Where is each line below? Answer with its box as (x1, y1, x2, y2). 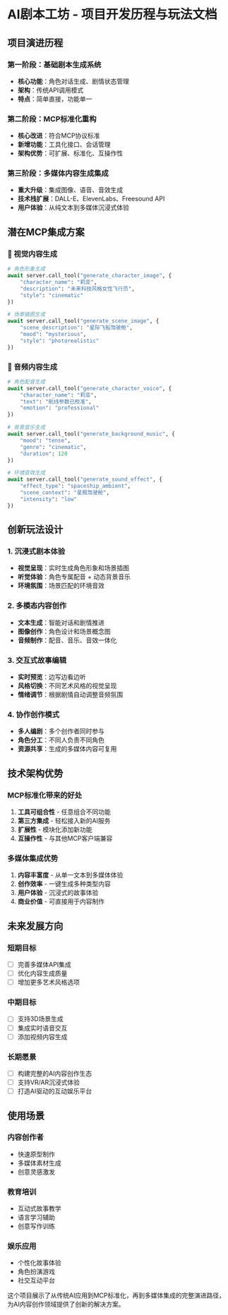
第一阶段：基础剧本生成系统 (7, 59, 102, 69)
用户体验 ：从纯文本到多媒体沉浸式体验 (17, 203, 129, 212)
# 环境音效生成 (7, 469, 46, 476)
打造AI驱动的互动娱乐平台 (17, 1087, 92, 1095)
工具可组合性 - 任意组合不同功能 (17, 807, 112, 816)
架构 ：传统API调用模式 (17, 85, 84, 94)
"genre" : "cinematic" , (20, 443, 87, 450)
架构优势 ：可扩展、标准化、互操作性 (17, 149, 124, 157)
